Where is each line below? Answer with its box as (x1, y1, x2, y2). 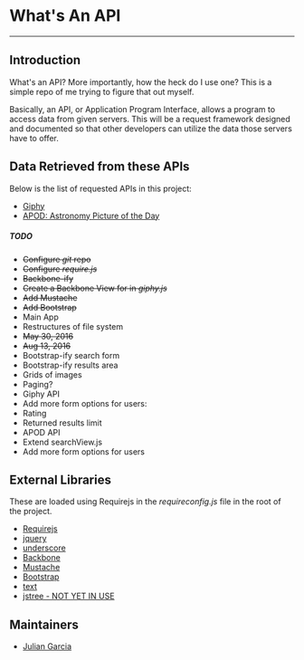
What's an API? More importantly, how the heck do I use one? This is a (9, 76, 272, 87)
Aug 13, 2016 (22, 340, 71, 351)
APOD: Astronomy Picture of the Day (22, 210, 160, 221)
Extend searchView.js (22, 436, 102, 447)
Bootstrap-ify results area (22, 359, 119, 370)
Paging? (22, 378, 53, 389)
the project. (9, 506, 52, 517)
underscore (22, 542, 66, 553)
